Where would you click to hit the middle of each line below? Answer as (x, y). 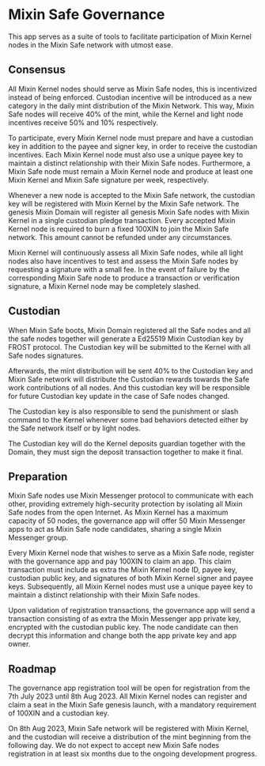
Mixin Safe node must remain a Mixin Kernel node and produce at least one (131, 171)
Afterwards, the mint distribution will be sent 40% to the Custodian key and (131, 370)
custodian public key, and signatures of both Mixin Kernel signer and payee (131, 578)
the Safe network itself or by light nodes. (74, 428)
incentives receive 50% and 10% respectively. (83, 122)
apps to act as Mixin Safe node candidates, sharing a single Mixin (115, 529)
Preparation (38, 476)
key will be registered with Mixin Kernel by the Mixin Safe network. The (124, 203)
